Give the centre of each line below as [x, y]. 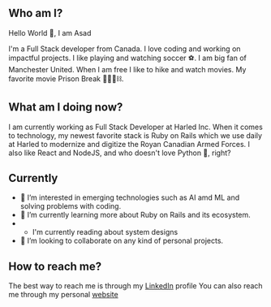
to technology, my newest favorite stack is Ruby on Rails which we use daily [135, 135]
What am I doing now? [66, 108]
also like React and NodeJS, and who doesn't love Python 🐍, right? [120, 153]
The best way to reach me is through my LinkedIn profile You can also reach [135, 286]
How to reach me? [55, 266]
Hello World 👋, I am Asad [50, 32]
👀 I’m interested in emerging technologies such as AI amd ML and [130, 197]
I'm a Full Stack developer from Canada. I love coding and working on [125, 49]
